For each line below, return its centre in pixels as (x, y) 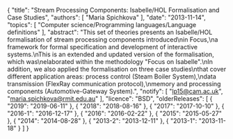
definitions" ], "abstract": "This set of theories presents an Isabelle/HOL (110, 32)
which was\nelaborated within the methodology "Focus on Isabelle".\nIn (110, 62)
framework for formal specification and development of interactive (103, 47)
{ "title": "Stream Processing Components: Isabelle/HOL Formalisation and (113, 10)
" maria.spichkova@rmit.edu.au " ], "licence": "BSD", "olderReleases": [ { (110, 99)
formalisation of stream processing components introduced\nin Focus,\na (113, 40)
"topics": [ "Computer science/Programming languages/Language (102, 25)
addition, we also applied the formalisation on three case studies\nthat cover (117, 69)
